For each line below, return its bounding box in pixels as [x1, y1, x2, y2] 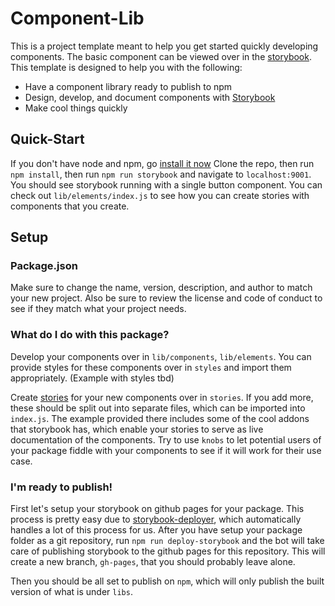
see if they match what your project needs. [10, 303, 187, 315]
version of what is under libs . [10, 586, 133, 598]
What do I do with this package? [10, 328, 170, 342]
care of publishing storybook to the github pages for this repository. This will [10, 545, 326, 557]
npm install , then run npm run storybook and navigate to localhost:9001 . [10, 168, 312, 180]
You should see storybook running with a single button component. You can [10, 178, 323, 191]
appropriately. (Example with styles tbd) [10, 372, 175, 384]
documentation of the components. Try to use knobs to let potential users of [10, 433, 322, 446]
